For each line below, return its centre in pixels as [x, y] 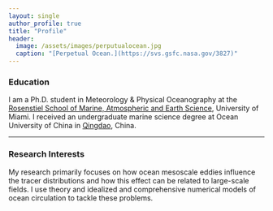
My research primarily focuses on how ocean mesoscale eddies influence [132, 172]
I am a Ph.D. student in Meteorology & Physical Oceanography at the [123, 100]
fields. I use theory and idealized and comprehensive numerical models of [132, 189]
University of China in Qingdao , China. [72, 126]
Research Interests [47, 154]
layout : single [34, 16]
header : [22, 39]
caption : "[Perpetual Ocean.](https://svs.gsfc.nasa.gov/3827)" [127, 54]
